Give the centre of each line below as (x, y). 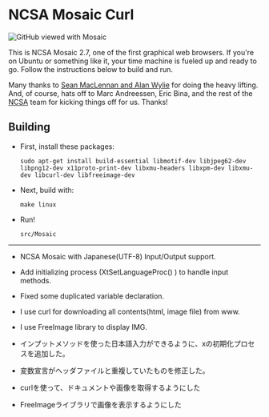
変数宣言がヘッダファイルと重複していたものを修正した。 (114, 371)
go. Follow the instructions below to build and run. (91, 69)
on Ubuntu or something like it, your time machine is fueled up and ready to (133, 61)
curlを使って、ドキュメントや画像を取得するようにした (110, 387)
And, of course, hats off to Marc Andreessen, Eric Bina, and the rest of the (130, 93)
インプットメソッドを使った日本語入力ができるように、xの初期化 (127, 343)
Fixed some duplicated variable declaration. (92, 296)
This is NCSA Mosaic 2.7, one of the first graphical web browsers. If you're (131, 52)
